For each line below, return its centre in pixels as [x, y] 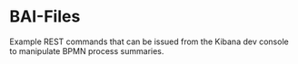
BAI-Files [45, 17]
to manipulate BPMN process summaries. [87, 50]
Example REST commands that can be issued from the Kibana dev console [149, 41]
